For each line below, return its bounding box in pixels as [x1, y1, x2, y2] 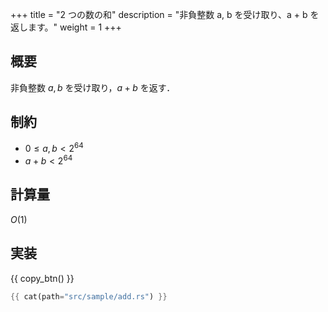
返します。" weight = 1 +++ [10, 21, 122, 33]
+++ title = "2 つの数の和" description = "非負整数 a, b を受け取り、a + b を [10, 9, 320, 20]
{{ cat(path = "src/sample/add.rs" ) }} [10, 291, 168, 302]
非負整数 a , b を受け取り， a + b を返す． [10, 81, 176, 93]
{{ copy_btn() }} [10, 272, 75, 284]
